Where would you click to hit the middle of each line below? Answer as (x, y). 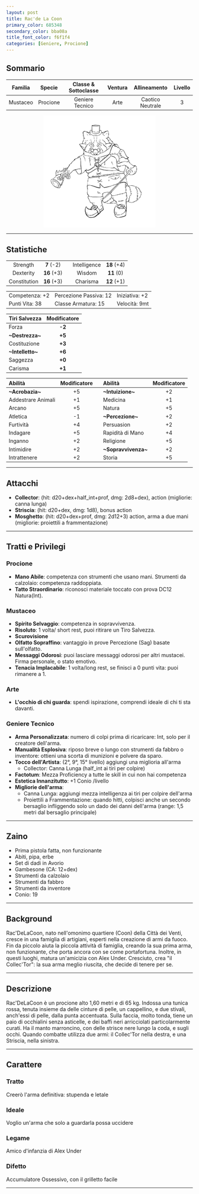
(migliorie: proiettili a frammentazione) (61, 523)
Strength (23, 265)
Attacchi (22, 483)
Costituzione (24, 343)
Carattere (24, 1065)
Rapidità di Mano (123, 433)
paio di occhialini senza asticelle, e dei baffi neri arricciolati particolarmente (98, 1022)
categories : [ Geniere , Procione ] (47, 44)
